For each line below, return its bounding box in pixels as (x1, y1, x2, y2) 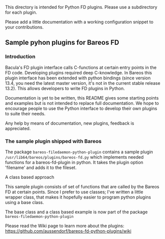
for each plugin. (5, 9, 37, 15)
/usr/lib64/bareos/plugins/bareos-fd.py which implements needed (5, 154, 144, 160)
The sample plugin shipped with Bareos (5, 137, 102, 144)
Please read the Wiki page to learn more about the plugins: (5, 223, 125, 229)
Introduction (5, 53, 35, 60)
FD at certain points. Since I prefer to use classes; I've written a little (5, 189, 144, 195)
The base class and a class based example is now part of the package (5, 209, 148, 215)
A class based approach (5, 174, 54, 180)
